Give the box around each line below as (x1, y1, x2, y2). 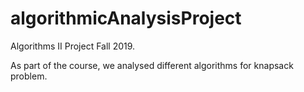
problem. (10, 70, 48, 82)
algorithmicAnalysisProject (10, 7, 242, 30)
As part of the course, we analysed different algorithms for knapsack (10, 59, 294, 71)
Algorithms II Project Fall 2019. (10, 40, 136, 52)
